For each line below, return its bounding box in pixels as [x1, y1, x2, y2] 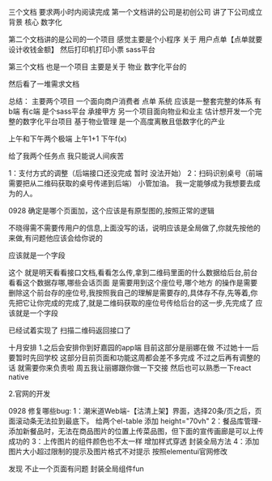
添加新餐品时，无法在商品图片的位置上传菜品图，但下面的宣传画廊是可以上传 [8, 427, 264, 436]
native [8, 372, 29, 381]
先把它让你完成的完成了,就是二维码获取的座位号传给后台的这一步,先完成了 [8, 298, 254, 307]
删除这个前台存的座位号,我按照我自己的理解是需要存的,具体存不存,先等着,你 [8, 288, 258, 298]
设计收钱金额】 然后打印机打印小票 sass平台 [8, 45, 155, 54]
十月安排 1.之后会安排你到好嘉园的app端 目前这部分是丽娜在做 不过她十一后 [8, 343, 259, 352]
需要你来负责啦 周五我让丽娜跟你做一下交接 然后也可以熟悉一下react [23, 363, 252, 372]
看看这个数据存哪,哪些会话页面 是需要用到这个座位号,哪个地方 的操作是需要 [8, 278, 257, 287]
